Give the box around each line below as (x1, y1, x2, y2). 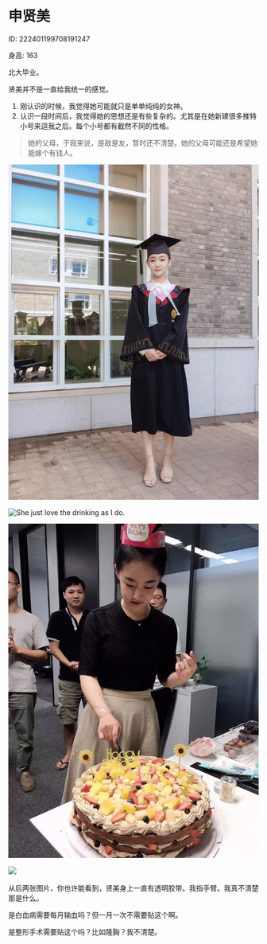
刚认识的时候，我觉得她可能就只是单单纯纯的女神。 (19, 101, 188, 111)
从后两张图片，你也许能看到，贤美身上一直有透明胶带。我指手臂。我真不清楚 (8, 883, 259, 892)
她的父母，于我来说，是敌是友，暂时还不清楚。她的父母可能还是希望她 (27, 138, 258, 147)
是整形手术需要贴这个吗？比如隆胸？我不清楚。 (8, 926, 161, 936)
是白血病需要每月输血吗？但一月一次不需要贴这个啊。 (8, 910, 183, 919)
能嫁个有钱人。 (27, 148, 77, 158)
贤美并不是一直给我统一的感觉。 (8, 84, 113, 94)
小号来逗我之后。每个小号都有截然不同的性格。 (19, 121, 173, 131)
